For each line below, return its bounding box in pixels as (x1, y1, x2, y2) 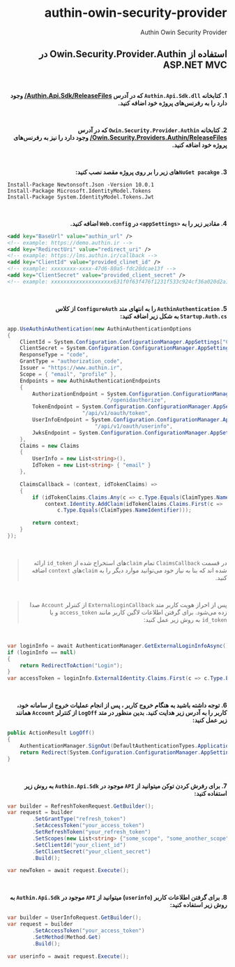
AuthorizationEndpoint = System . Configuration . (32, 390, 173, 398)
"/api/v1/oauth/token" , (82, 410, 151, 417)
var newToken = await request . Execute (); (7, 867, 130, 874)
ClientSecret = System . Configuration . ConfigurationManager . (20, 344, 198, 352)
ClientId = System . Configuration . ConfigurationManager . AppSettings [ (20, 338, 223, 345)
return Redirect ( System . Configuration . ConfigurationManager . (20, 749, 201, 756)
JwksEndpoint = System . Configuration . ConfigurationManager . (32, 429, 211, 436)
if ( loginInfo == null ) (7, 648, 77, 656)
